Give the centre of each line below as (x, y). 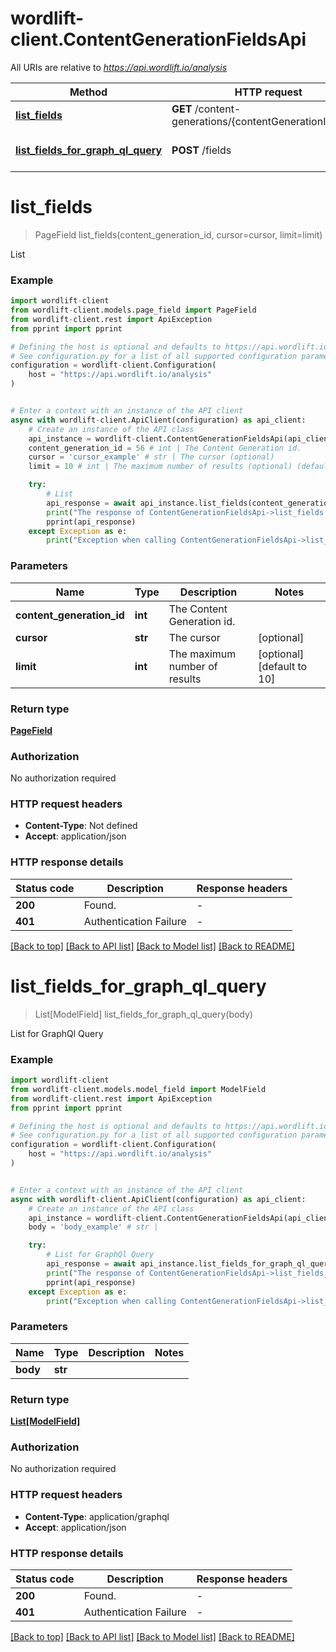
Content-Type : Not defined (81, 826)
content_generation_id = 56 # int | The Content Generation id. (165, 448)
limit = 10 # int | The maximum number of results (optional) (160, 467)
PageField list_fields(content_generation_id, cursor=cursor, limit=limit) (178, 234)
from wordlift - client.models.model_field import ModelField (138, 1089)
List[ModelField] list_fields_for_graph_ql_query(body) (143, 1014)
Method (88, 92)
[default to (283, 666)
